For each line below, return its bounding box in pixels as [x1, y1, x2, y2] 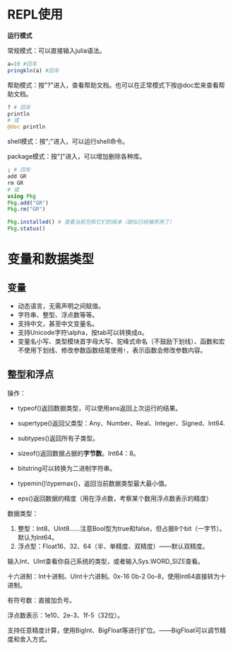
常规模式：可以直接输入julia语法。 [7, 46, 106, 55]
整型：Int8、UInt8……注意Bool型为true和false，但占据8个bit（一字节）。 [17, 524, 226, 532]
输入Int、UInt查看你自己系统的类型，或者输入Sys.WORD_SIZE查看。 [7, 557, 205, 565]
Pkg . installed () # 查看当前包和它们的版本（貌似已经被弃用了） [7, 219, 175, 226]
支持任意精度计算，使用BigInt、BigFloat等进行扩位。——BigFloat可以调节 [7, 626, 220, 634]
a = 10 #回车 [7, 60, 37, 67]
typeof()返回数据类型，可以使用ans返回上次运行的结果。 [17, 404, 182, 412]
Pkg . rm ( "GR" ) [7, 206, 46, 213]
